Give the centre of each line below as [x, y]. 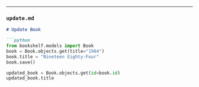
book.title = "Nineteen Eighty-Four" [53, 56]
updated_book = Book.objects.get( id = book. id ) [63, 73]
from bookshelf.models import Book [50, 46]
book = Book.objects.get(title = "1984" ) [55, 51]
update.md [20, 18]
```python [18, 41]
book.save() [21, 62]
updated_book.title [30, 78]
